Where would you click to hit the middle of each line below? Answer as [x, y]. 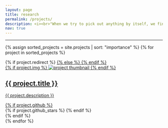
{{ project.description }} [30, 95]
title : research [22, 14]
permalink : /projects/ [29, 19]
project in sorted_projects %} [35, 52]
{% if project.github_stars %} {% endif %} [48, 110]
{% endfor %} [19, 121]
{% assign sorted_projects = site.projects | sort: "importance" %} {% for [79, 47]
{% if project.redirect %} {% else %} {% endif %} [56, 62]
